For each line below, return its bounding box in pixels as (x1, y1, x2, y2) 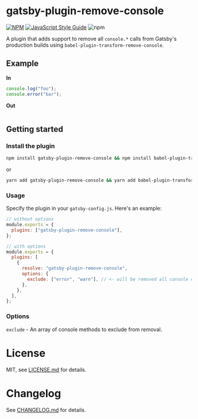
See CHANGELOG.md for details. (6, 406, 87, 413)
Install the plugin (6, 142, 55, 150)
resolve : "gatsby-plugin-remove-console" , (21, 265, 128, 271)
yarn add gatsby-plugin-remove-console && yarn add (6, 177, 136, 184)
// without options (6, 216, 54, 222)
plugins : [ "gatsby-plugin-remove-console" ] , (11, 227, 123, 233)
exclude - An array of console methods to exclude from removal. (6, 326, 163, 333)
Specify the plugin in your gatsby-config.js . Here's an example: (6, 205, 162, 212)
